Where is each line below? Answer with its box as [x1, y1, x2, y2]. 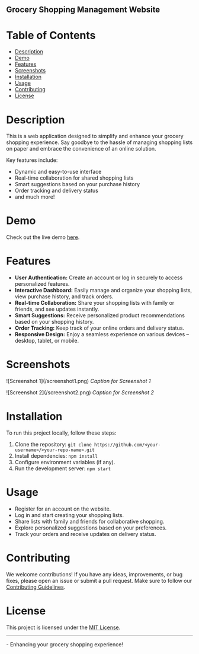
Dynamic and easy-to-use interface [14, 168, 102, 176]
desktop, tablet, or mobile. [14, 337, 79, 344]
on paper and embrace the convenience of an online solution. [6, 145, 156, 152]
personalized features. [14, 280, 70, 288]
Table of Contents [6, 28, 96, 42]
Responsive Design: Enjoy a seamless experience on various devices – [14, 331, 190, 338]
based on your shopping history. [14, 318, 94, 326]
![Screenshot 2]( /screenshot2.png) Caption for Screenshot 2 [6, 389, 154, 396]
